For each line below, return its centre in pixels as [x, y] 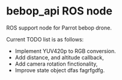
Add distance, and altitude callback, [59, 57]
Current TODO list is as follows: [45, 39]
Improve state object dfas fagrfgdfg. [60, 70]
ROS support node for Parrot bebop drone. [59, 28]
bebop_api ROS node [59, 11]
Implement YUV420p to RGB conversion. [65, 51]
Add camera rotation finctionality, [56, 64]
